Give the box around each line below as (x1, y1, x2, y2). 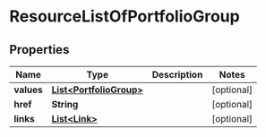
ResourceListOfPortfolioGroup (9, 6, 240, 27)
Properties (9, 42, 70, 57)
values (13, 83, 43, 96)
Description (151, 69, 203, 81)
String (51, 98, 79, 110)
